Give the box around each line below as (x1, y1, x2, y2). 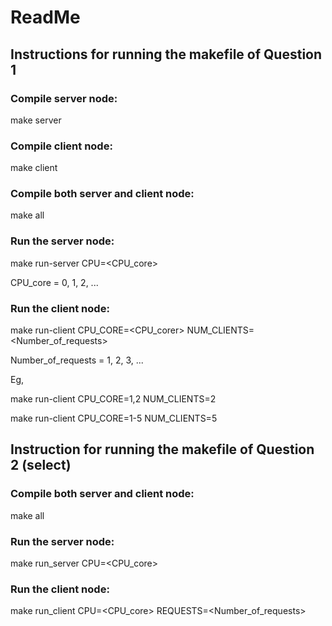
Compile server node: (10, 91, 118, 105)
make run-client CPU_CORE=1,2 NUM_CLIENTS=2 (10, 393, 217, 405)
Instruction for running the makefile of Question (10, 441, 315, 458)
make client (10, 162, 58, 174)
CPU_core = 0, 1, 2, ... (10, 276, 99, 288)
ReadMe (10, 6, 81, 29)
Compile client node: (10, 139, 113, 153)
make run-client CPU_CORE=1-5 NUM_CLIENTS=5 (10, 412, 218, 425)
